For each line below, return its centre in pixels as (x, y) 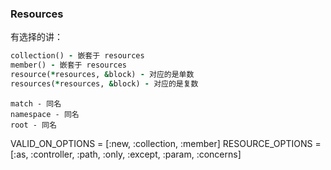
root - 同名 (33, 125)
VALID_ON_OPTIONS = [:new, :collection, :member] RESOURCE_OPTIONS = (166, 143)
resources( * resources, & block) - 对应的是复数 (104, 83)
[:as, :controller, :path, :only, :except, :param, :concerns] (126, 154)
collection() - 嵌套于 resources (77, 56)
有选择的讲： (36, 37)
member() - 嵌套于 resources (69, 65)
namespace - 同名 (45, 114)
